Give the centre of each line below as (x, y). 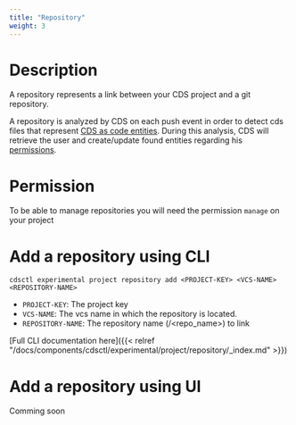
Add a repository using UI (105, 386)
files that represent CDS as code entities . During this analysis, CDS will (139, 131)
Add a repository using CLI (110, 256)
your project (32, 221)
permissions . (33, 150)
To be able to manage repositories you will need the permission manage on (144, 211)
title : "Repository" (48, 17)
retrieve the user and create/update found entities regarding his (126, 140)
